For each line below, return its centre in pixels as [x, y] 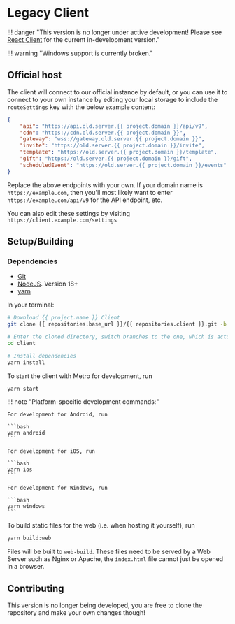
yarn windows [26, 507]
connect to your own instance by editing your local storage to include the [113, 99]
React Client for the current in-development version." [84, 39]
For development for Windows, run [58, 488]
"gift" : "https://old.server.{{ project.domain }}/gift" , [106, 159]
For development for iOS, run [51, 451]
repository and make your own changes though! [76, 613]
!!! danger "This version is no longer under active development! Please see [115, 32]
